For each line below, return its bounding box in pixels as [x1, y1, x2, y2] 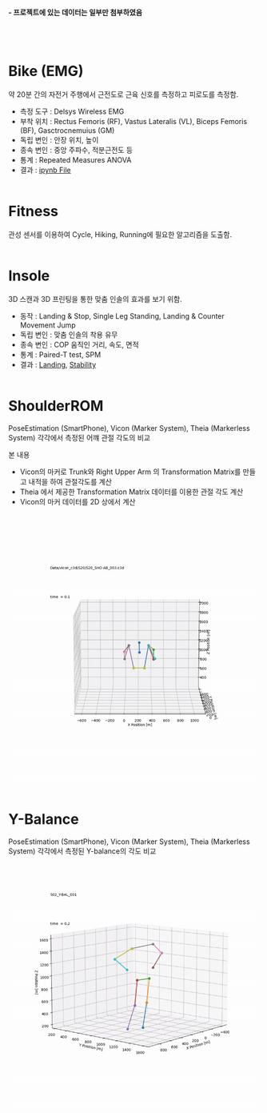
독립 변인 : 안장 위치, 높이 [19, 135, 99, 145]
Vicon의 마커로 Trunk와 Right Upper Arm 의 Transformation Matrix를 [19, 467, 241, 476]
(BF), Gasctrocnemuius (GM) [19, 126, 115, 135]
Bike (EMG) [8, 62, 84, 80]
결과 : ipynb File [19, 165, 72, 175]
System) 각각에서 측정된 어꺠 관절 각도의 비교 [8, 432, 150, 442]
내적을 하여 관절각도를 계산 [28, 476, 112, 486]
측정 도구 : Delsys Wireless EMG [19, 106, 125, 116]
